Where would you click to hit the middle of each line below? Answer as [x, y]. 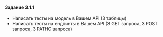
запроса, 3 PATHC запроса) [42, 29]
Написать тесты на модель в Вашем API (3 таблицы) [69, 18]
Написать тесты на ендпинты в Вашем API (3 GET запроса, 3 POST [85, 24]
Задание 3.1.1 [19, 7]
